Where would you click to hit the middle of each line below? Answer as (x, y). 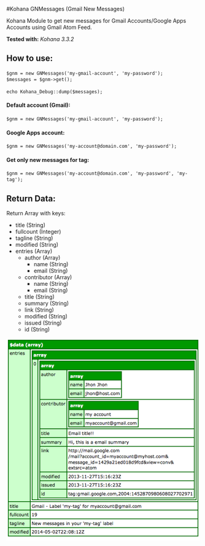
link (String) (39, 310)
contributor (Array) (48, 277)
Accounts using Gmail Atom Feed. (49, 27)
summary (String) (47, 304)
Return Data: (31, 198)
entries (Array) (34, 252)
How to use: (30, 59)
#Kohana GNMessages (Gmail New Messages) (65, 9)
